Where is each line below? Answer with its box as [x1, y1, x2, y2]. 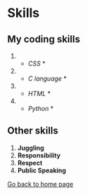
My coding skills [7, 33, 81, 45]
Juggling [17, 143, 44, 152]
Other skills [7, 125, 58, 137]
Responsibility [17, 150, 61, 160]
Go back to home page [7, 179, 74, 188]
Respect [17, 158, 43, 167]
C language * [27, 74, 67, 83]
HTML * [27, 90, 51, 97]
